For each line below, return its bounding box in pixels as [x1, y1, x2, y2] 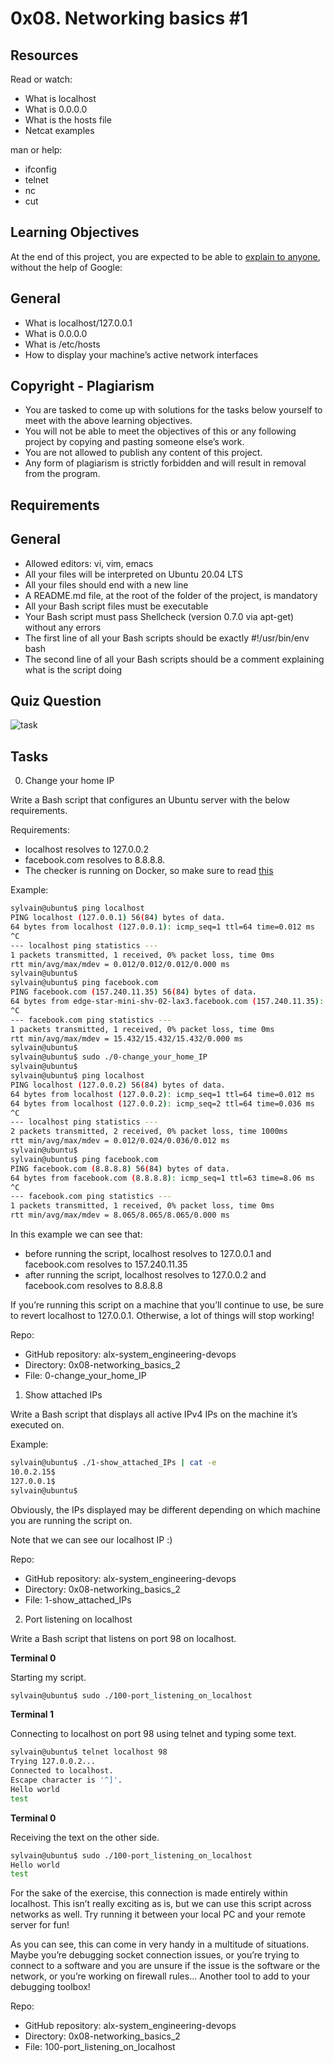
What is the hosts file [24, 114, 112, 126]
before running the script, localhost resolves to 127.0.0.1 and [24, 1248, 272, 1260]
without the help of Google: [10, 261, 123, 273]
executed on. [10, 1419, 65, 1431]
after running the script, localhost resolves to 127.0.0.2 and [24, 1269, 267, 1281]
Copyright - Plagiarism [10, 378, 155, 395]
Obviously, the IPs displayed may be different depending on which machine [10, 1503, 321, 1516]
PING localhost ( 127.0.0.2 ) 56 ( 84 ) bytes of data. [10, 1080, 226, 1090]
